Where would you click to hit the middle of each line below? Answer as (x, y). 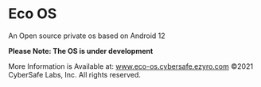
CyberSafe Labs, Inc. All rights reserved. (75, 74)
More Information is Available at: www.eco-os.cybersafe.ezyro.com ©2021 (130, 66)
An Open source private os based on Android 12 (87, 36)
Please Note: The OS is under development (81, 51)
